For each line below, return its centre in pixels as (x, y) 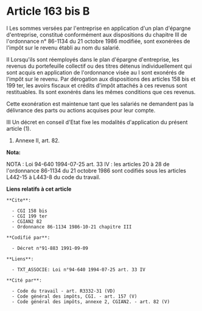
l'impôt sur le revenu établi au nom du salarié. (63, 48)
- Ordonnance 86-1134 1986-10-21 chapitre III (72, 227)
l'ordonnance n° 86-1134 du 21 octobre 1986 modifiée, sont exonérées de (98, 41)
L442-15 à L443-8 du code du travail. (54, 177)
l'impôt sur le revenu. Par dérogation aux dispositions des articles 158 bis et (101, 79)
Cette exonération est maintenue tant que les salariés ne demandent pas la (100, 104)
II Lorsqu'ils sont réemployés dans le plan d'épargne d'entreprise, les (93, 59)
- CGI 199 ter (30, 216)
